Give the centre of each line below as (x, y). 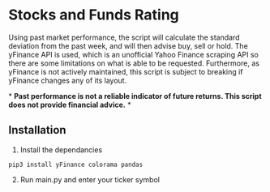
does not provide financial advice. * (70, 105)
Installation (37, 130)
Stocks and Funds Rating (94, 15)
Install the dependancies (61, 149)
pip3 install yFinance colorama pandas (76, 164)
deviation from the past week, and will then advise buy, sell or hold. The (129, 45)
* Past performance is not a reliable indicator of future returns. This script (135, 96)
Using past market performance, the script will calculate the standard (124, 37)
